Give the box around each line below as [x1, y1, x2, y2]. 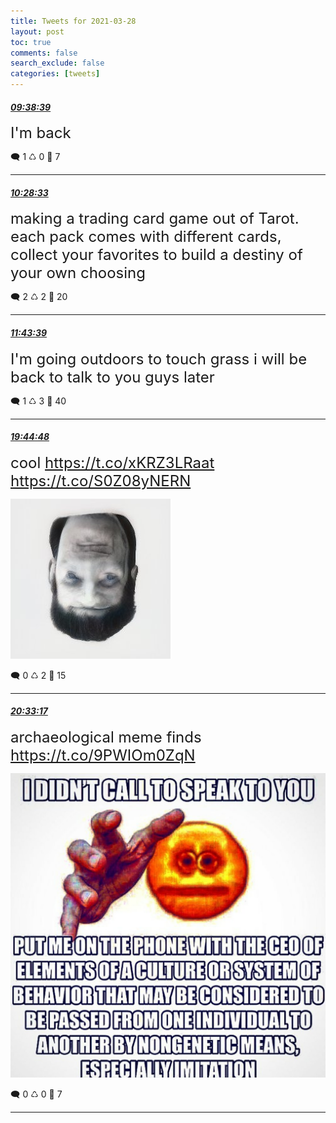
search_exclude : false [10, 58, 105, 69]
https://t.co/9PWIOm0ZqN [10, 746, 196, 765]
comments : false [10, 48, 78, 58]
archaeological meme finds [10, 728, 202, 747]
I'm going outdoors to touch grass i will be [10, 349, 308, 369]
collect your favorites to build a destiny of [10, 245, 303, 265]
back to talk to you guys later [10, 367, 215, 387]
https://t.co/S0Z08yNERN [10, 471, 192, 490]
